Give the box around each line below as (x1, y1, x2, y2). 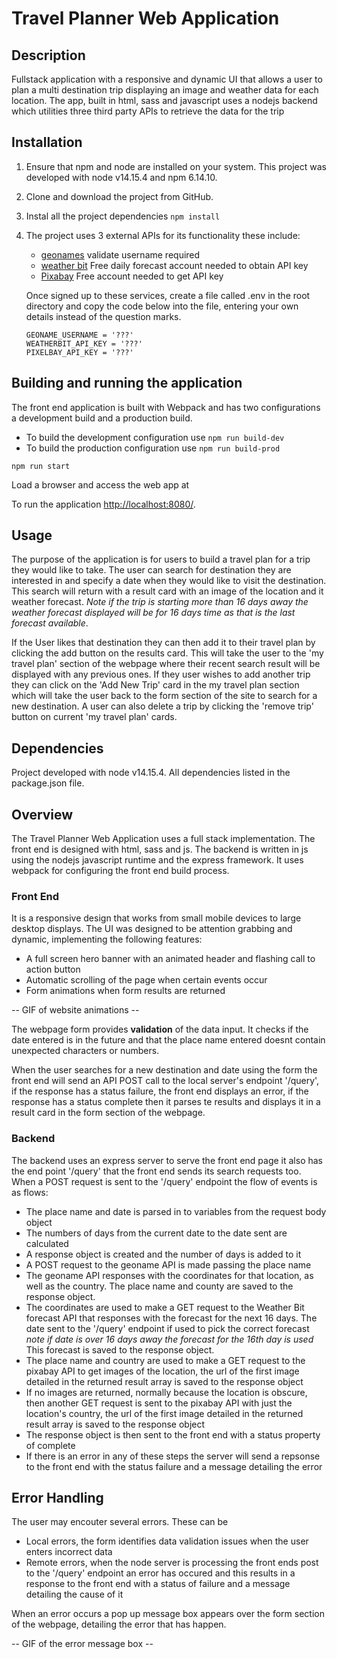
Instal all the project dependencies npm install (25, 210, 221, 222)
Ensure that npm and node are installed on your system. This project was (25, 160, 327, 172)
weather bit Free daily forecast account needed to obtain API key (40, 259, 309, 271)
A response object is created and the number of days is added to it (25, 1248, 302, 1260)
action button (25, 963, 81, 976)
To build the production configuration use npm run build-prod (25, 442, 281, 454)
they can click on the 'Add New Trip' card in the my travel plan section (11, 679, 300, 691)
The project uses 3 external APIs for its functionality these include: (25, 229, 301, 241)
